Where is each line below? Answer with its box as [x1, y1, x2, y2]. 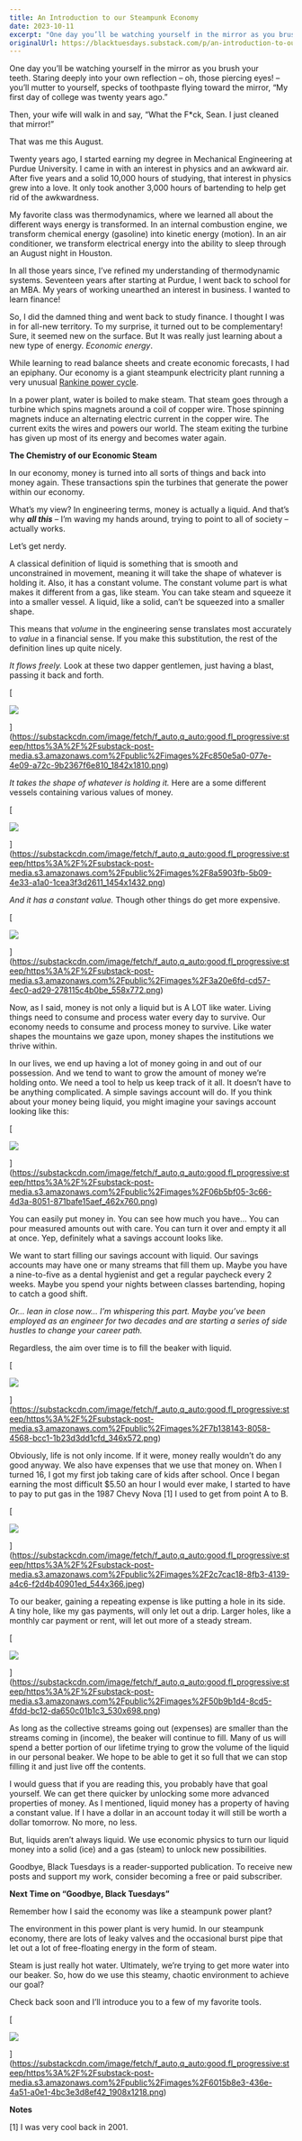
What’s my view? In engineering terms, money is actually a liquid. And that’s [9, 504, 289, 515]
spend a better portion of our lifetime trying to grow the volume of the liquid [9, 1742, 289, 1753]
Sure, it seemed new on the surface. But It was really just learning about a [9, 331, 283, 342]
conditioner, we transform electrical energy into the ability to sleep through [9, 238, 287, 249]
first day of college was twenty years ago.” [9, 92, 168, 103]
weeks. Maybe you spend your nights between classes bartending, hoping [9, 1279, 286, 1290]
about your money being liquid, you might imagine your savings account [9, 1096, 277, 1107]
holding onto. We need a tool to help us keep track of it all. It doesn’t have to [9, 1077, 292, 1088]
